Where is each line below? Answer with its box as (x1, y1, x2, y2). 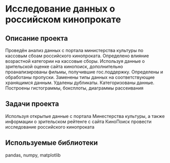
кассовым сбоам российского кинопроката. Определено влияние (5, 53, 149, 59)
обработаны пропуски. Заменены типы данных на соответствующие (5, 74, 155, 80)
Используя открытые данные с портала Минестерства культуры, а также (5, 113, 165, 119)
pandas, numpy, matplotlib (5, 152, 61, 158)
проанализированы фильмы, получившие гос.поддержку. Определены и (5, 69, 163, 75)
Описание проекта (5, 34, 68, 43)
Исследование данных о (5, 3, 115, 15)
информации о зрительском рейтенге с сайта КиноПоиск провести (5, 118, 152, 125)
